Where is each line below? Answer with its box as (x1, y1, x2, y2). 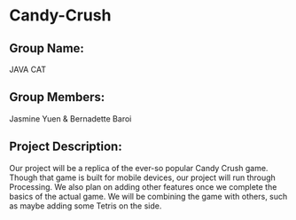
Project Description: (9, 139, 122, 154)
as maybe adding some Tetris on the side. (9, 200, 162, 211)
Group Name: (9, 41, 84, 56)
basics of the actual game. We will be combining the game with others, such (9, 191, 288, 201)
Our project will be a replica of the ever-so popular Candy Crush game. (9, 162, 269, 173)
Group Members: (9, 90, 105, 105)
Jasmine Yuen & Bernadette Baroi (9, 113, 132, 124)
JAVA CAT (9, 64, 47, 75)
